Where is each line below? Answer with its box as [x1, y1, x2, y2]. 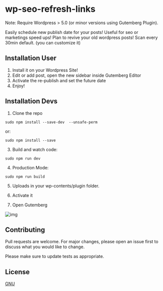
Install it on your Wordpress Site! [12, 67, 79, 73]
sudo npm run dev [5, 156, 41, 161]
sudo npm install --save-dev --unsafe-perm [5, 120, 98, 125]
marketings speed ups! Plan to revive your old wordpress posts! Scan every [5, 34, 158, 40]
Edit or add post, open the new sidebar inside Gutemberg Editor [12, 72, 141, 78]
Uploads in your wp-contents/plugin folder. [12, 183, 100, 189]
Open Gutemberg [12, 202, 48, 208]
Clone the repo [12, 110, 43, 116]
